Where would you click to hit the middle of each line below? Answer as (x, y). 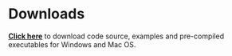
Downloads (47, 14)
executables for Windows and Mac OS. (72, 44)
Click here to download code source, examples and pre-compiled (116, 36)
